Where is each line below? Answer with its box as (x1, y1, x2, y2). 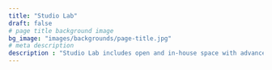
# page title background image (8, 27, 114, 35)
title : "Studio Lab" (8, 11, 79, 20)
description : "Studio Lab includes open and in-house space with (8, 49, 237, 57)
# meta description (8, 42, 74, 50)
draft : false (8, 19, 53, 27)
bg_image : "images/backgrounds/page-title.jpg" (8, 34, 172, 43)
